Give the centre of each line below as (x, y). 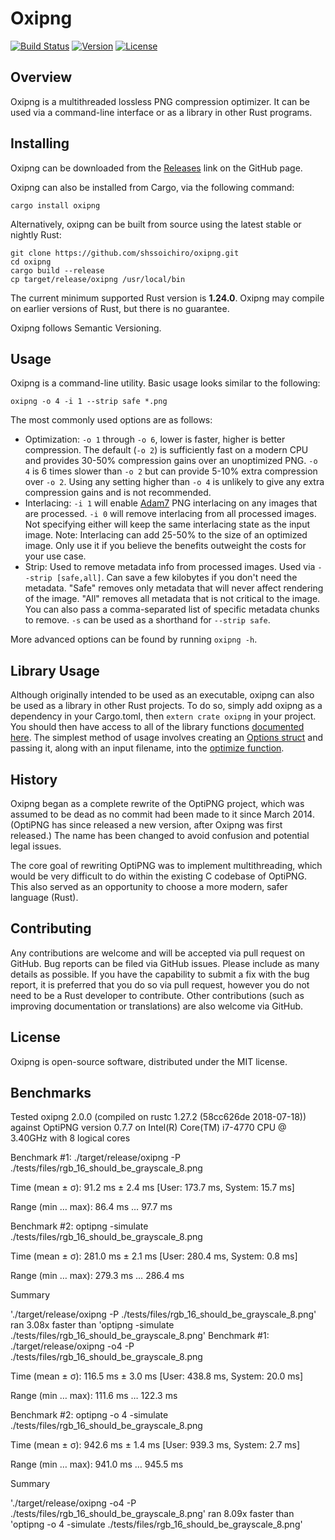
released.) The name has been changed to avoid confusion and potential (160, 835)
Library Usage (55, 670)
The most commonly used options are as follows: (111, 420)
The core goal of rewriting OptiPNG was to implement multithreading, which (166, 865)
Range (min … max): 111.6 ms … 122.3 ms (94, 1396)
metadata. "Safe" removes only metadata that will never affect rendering (174, 588)
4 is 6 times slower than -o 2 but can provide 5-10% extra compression (171, 471)
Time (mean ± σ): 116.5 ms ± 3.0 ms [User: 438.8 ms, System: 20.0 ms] (156, 1376)
